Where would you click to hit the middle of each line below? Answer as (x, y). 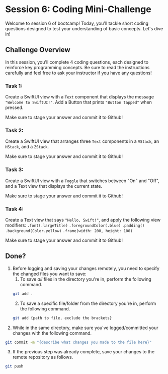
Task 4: (15, 209)
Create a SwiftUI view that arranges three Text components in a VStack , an (82, 141)
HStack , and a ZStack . (27, 147)
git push (14, 366)
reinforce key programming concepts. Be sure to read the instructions (77, 67)
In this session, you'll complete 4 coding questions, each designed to (77, 62)
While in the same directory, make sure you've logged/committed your (85, 328)
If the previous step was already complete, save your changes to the (83, 352)
